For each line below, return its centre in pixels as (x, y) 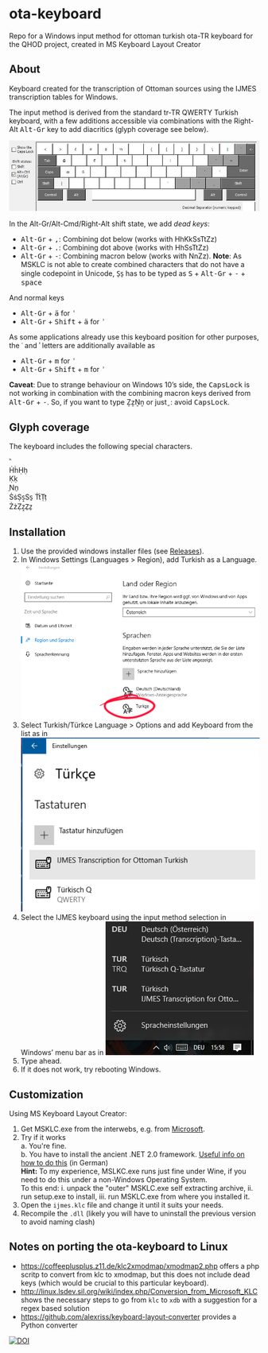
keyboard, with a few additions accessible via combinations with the (121, 121)
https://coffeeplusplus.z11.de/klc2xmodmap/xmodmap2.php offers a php (140, 1266)
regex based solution (55, 1308)
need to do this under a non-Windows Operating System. (114, 1180)
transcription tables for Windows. (64, 97)
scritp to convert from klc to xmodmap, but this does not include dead (135, 1274)
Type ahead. (41, 1061)
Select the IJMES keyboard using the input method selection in (123, 917)
